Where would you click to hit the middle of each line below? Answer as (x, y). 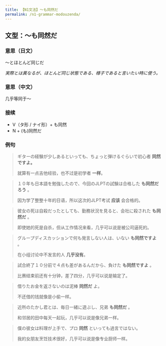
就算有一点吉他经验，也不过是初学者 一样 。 (61, 173)
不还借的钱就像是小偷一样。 (45, 297)
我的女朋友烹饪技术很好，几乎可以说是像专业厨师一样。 (73, 339)
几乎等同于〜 (18, 99)
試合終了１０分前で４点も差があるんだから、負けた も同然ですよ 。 (85, 265)
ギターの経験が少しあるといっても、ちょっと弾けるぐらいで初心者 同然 (89, 157)
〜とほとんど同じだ (25, 63)
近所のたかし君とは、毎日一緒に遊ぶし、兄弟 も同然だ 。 (75, 307)
